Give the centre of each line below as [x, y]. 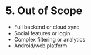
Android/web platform [41, 46]
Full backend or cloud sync [47, 27]
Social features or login [42, 33]
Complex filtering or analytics [50, 39]
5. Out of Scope [44, 11]
